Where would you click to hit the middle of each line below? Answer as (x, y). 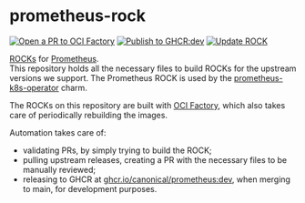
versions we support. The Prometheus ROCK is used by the (121, 77)
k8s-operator (34, 87)
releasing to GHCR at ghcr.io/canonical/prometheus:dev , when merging (157, 179)
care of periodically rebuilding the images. (89, 115)
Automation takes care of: (58, 132)
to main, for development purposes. (90, 188)
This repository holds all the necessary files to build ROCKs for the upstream (153, 68)
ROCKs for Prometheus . (54, 58)
